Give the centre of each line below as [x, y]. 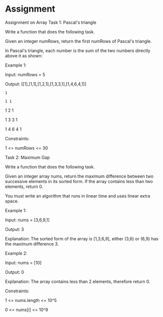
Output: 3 [15, 229]
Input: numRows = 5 [25, 74]
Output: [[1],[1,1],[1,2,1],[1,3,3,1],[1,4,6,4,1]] [46, 84]
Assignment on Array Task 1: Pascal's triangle [51, 22]
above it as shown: [24, 56]
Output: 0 [15, 272]
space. [12, 201]
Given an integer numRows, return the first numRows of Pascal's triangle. [78, 41]
